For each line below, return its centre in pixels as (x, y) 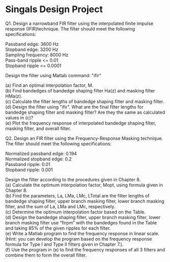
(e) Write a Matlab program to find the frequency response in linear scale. (82, 233)
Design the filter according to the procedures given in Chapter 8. (73, 179)
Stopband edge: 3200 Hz (32, 49)
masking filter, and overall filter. (38, 128)
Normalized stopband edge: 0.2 (39, 159)
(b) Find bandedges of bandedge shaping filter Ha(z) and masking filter (80, 90)
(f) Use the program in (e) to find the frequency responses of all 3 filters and (85, 249)
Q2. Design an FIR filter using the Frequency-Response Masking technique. (84, 138)
